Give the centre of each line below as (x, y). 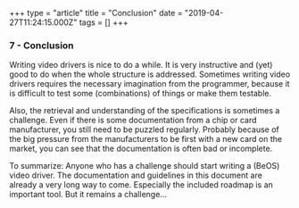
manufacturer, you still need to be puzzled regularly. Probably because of (144, 129)
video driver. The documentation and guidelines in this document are (136, 175)
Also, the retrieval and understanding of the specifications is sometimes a (145, 111)
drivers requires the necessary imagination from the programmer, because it (149, 84)
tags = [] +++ (104, 22)
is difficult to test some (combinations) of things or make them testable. (141, 94)
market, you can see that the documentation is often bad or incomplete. (141, 149)
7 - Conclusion (42, 46)
